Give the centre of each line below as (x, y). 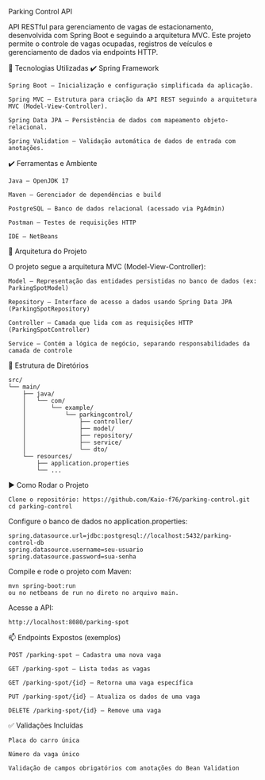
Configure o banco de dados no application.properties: (98, 521)
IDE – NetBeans (33, 237)
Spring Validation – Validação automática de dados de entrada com (122, 141)
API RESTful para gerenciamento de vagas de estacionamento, (111, 27)
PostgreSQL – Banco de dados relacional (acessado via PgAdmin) (117, 209)
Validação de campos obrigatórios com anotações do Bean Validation (124, 768)
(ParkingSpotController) (49, 330)
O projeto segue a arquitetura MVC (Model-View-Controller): (107, 266)
